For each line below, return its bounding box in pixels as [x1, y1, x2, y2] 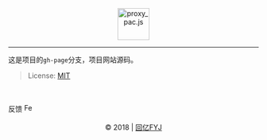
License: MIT [27, 71, 71, 80]
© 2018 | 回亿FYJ [104, 122, 163, 132]
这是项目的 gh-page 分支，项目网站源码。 [8, 55, 138, 64]
